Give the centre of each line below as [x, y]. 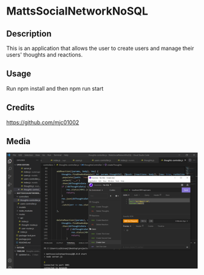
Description [29, 34]
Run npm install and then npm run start [55, 88]
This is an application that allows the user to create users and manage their [100, 48]
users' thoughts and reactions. [45, 55]
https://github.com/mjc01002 [43, 122]
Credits [21, 108]
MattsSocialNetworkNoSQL [77, 11]
